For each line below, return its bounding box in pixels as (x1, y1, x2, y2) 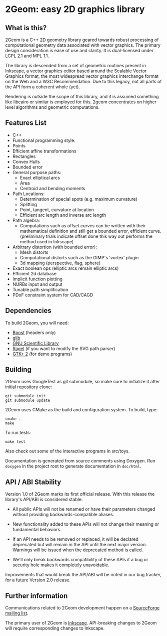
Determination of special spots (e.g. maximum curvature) (19, 196, 137, 202)
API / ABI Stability (5, 478, 61, 486)
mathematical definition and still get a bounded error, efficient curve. (19, 228, 161, 234)
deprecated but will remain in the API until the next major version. (12, 542, 147, 548)
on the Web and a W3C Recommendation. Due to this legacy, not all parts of (5, 79, 162, 84)
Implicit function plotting (12, 276, 63, 282)
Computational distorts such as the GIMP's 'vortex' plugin (19, 254, 139, 260)
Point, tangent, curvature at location (19, 207, 94, 213)
